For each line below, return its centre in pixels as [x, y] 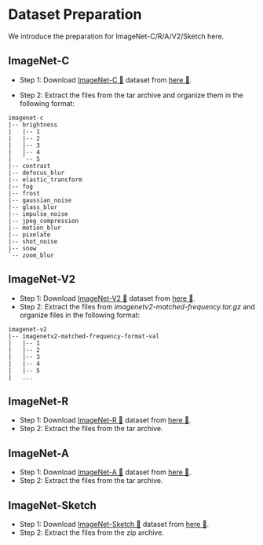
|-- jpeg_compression [44, 221]
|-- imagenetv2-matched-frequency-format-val [84, 336]
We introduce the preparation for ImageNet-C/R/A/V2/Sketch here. [116, 36]
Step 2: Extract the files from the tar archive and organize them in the [131, 95]
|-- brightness [33, 124]
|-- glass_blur [33, 207]
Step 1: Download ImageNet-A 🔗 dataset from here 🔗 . [105, 472]
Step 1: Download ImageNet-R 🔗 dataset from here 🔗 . [105, 420]
